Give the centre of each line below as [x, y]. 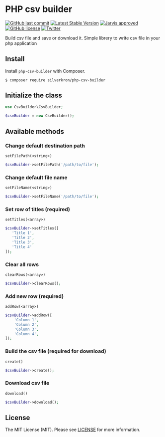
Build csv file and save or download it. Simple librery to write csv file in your [83, 38]
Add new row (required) [34, 296]
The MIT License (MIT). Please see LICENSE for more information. [73, 430]
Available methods [35, 131]
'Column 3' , [26, 329]
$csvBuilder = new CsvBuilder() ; [40, 116]
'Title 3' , [23, 242]
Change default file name [36, 177]
